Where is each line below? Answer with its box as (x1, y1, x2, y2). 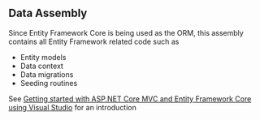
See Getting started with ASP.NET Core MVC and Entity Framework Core (8, 93, 252, 104)
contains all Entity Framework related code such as (8, 36, 180, 46)
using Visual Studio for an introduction (8, 102, 136, 112)
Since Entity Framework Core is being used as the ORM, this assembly (8, 28, 244, 37)
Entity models (19, 52, 67, 62)
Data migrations (19, 69, 74, 79)
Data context (19, 61, 63, 71)
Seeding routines (19, 78, 78, 88)
